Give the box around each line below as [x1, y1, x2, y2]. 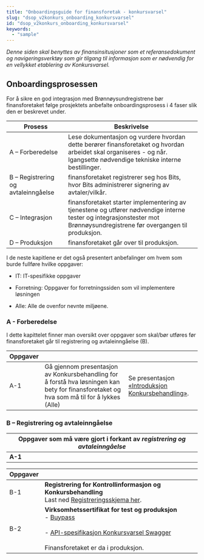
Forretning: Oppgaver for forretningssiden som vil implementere [15, 284, 175, 291]
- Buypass [44, 513, 75, 521]
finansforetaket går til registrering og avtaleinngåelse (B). [6, 338, 149, 345]
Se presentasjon [128, 374, 175, 382]
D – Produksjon [9, 238, 53, 247]
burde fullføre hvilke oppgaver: [6, 260, 84, 268]
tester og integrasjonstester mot [67, 213, 160, 222]
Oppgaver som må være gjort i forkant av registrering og [18, 435, 186, 443]
